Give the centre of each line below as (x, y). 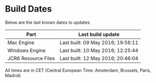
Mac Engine (21, 42)
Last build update (99, 34)
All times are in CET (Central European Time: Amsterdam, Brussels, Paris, (78, 70)
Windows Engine (27, 50)
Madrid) (13, 75)
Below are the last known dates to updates (47, 22)
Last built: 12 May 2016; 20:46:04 (99, 58)
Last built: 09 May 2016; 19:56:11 (99, 42)
